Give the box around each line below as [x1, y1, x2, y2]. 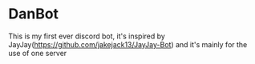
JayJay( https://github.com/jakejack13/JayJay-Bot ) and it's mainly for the [8, 39, 248, 49]
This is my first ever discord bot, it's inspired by [8, 31, 166, 41]
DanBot [8, 5, 59, 23]
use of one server [8, 48, 67, 58]
